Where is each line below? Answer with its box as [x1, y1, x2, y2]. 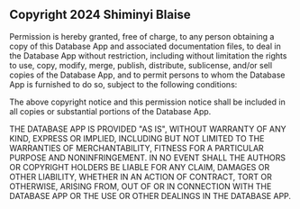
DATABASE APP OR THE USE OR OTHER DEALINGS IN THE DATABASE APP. [9, 190, 291, 201]
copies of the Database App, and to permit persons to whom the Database [9, 69, 286, 80]
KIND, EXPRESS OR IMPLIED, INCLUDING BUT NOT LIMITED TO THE [9, 132, 265, 143]
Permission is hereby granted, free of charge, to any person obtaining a [9, 31, 275, 41]
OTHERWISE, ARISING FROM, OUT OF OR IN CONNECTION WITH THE [9, 180, 272, 192]
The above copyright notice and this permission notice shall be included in [9, 96, 286, 107]
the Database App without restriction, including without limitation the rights [9, 50, 287, 61]
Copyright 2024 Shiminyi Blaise [9, 7, 191, 23]
